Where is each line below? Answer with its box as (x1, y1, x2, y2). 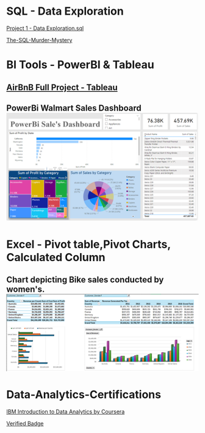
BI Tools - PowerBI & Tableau (6, 58, 154, 72)
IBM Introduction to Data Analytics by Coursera (6, 408, 125, 415)
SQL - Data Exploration (6, 4, 124, 18)
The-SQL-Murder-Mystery (6, 36, 73, 43)
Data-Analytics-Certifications (6, 388, 162, 402)
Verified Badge (6, 420, 44, 427)
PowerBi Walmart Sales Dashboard (6, 103, 142, 113)
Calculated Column (6, 250, 106, 264)
